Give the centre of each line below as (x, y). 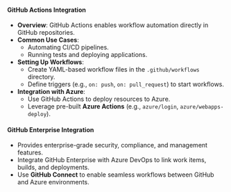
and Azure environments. (53, 182)
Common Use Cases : (48, 40)
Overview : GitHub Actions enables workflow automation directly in (113, 25)
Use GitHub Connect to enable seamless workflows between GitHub (115, 175)
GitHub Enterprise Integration (51, 129)
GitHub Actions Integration (47, 10)
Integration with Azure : (51, 92)
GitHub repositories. (46, 33)
